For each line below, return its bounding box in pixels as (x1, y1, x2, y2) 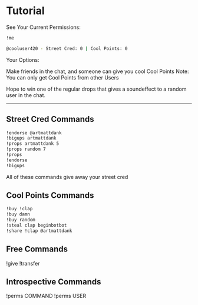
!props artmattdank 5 (6, 141, 60, 147)
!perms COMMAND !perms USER (6, 293, 87, 300)
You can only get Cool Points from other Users (6, 74, 119, 81)
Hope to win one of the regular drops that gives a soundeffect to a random (6, 85, 187, 92)
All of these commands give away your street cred (6, 173, 128, 180)
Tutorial (6, 4, 45, 18)
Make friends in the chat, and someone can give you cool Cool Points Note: (6, 68, 189, 75)
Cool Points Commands (6, 190, 94, 201)
